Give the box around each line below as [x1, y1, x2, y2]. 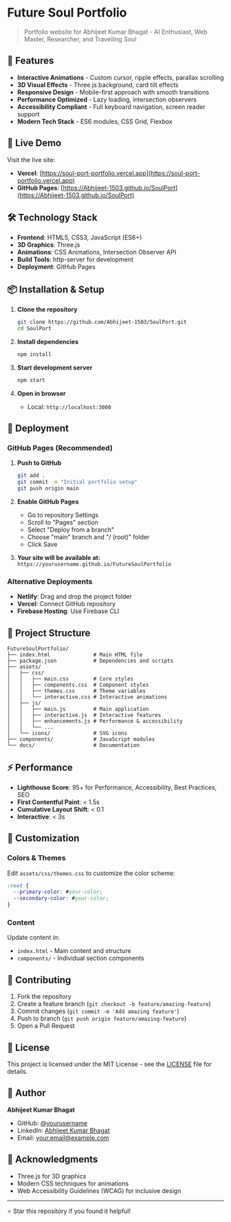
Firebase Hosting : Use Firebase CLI [16, 607, 120, 615]
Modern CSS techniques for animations [16, 1179, 129, 1188]
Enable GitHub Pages [16, 498, 79, 505]
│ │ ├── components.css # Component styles [7, 681, 149, 689]
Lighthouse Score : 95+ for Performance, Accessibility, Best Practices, [16, 783, 217, 791]
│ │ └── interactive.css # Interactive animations [7, 694, 168, 701]
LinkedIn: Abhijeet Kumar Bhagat [16, 1126, 110, 1134]
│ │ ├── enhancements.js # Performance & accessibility [7, 718, 184, 725]
